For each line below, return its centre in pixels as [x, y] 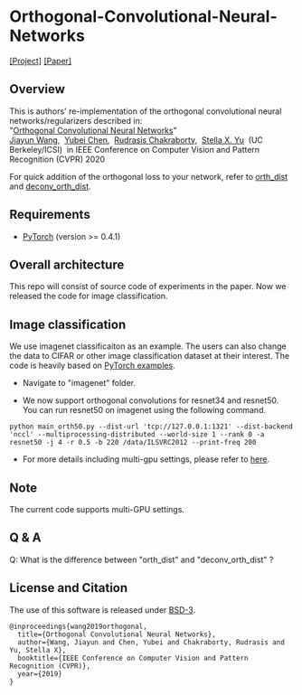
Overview [38, 89]
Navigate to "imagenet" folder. [79, 383]
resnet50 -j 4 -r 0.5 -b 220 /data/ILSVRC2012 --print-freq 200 [133, 443]
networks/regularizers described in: [76, 120]
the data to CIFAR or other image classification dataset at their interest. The [150, 356]
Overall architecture [67, 264]
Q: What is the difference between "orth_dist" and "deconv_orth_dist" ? [142, 559]
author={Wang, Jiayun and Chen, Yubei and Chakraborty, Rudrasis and [151, 642]
